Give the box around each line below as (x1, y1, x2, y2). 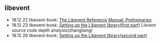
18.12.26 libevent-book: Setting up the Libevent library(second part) (11, 32, 147, 38)
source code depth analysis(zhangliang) (11, 27, 93, 33)
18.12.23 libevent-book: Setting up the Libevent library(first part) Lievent (11, 22, 156, 28)
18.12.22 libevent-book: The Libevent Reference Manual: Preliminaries (11, 17, 152, 22)
